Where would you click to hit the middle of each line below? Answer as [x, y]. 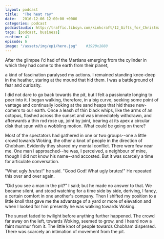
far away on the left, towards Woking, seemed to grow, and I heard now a [79, 221]
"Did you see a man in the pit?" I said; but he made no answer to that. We [79, 185]
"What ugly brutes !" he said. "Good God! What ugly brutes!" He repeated [78, 171]
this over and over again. [30, 176]
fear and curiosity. [23, 85]
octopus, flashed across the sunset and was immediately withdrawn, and [79, 115]
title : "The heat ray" [29, 14]
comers [13, 110]
